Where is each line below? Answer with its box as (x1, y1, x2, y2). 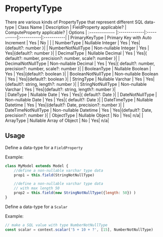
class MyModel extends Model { (5, 163, 69, 168)
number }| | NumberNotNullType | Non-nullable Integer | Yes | (25, 45, 149, 51)
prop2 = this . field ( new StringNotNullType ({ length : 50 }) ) (14, 191, 136, 196)
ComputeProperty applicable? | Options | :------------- (5, 29, 115, 35)
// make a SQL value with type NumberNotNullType (5, 222, 108, 227)
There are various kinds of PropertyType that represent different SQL (5, 19, 144, 25)
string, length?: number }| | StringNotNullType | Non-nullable (25, 81, 147, 87)
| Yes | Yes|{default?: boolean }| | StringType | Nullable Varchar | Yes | (5, 76, 145, 82)
